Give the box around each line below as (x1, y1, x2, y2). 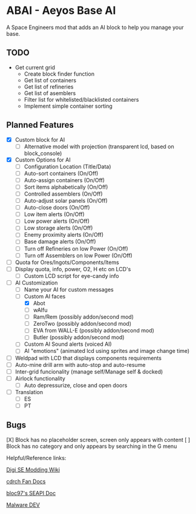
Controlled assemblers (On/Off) (24, 190, 103, 197)
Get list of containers (24, 76, 77, 84)
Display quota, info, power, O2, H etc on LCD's (15, 265, 131, 272)
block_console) (24, 150, 62, 157)
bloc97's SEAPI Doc (6, 489, 56, 496)
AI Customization (15, 279, 58, 286)
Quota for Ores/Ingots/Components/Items (15, 259, 119, 266)
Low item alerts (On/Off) (24, 211, 85, 218)
